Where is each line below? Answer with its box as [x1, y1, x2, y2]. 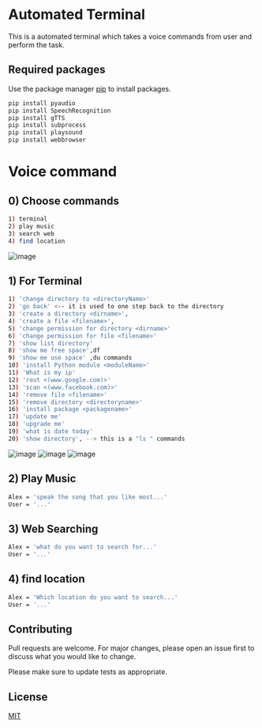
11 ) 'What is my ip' [8, 369, 77, 377]
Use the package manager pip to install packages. [8, 84, 171, 93]
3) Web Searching [8, 522, 99, 535]
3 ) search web [8, 229, 55, 238]
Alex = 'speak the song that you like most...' [8, 492, 168, 501]
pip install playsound [8, 129, 83, 137]
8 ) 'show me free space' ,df [8, 346, 101, 355]
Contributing [8, 622, 73, 636]
